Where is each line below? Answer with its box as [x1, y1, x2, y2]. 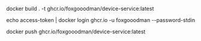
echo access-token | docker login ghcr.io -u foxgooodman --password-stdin [6, 17, 196, 23]
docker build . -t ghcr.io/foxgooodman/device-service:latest [6, 5, 154, 12]
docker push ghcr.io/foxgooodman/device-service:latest [6, 28, 146, 35]
